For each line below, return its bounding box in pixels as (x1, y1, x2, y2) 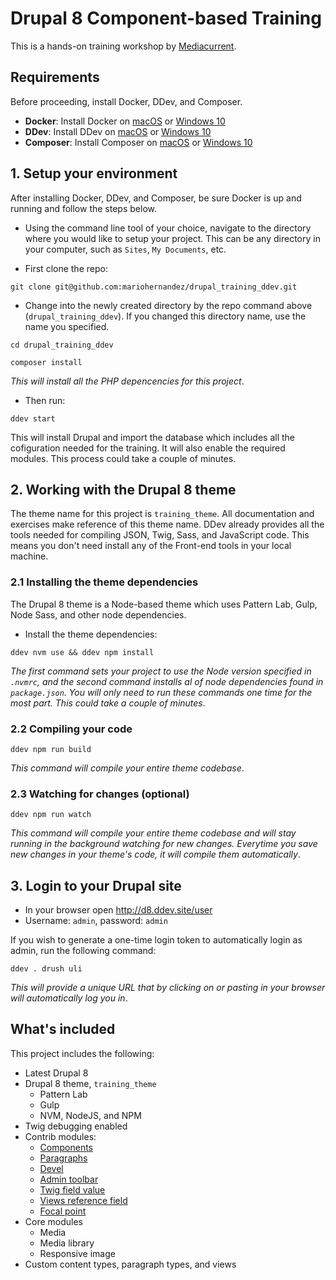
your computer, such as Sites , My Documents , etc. (24, 243, 227, 255)
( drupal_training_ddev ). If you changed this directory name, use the (24, 310, 307, 322)
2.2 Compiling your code (10, 722, 133, 736)
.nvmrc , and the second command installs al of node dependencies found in (10, 675, 324, 687)
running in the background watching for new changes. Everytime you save (10, 838, 318, 850)
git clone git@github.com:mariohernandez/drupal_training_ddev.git (10, 282, 298, 292)
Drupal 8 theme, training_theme (24, 1077, 157, 1089)
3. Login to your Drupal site (10, 877, 182, 894)
